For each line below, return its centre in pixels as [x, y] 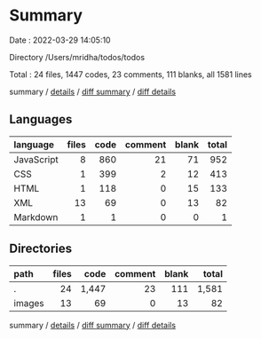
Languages [41, 119]
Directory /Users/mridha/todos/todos [77, 57]
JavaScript [36, 159]
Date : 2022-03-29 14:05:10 [60, 40]
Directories [41, 249]
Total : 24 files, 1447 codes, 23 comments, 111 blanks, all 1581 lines [130, 74]
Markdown [36, 217]
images [29, 303]
